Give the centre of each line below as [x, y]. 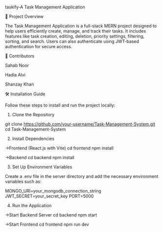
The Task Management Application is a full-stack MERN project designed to [81, 26]
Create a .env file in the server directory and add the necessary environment [82, 176]
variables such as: [23, 181]
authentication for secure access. [39, 46]
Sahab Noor [17, 65]
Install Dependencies [33, 139]
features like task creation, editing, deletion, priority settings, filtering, [75, 36]
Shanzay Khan [19, 84]
